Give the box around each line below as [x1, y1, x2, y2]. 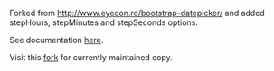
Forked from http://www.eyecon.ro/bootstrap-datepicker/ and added [9, 8, 265, 18]
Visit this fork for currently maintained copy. [9, 52, 174, 62]
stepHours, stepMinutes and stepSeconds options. [9, 17, 199, 28]
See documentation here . [9, 35, 104, 45]
